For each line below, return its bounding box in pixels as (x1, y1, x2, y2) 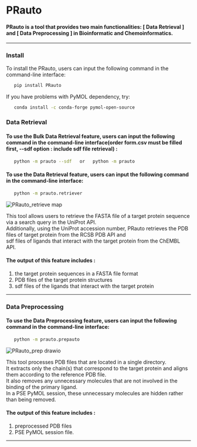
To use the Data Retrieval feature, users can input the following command (6, 171, 189, 178)
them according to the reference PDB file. (6, 371, 107, 378)
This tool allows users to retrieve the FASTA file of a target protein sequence (6, 212, 190, 219)
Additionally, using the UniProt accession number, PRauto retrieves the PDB (6, 224, 189, 232)
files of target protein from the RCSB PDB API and (6, 231, 126, 238)
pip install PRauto (13, 82, 62, 88)
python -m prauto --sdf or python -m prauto (13, 158, 135, 164)
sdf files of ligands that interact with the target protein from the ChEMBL (6, 237, 181, 244)
